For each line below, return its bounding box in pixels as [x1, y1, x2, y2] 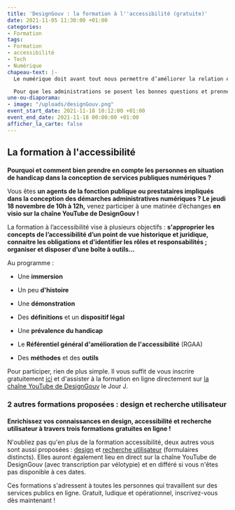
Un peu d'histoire [17, 286, 69, 295]
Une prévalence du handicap [17, 327, 104, 335]
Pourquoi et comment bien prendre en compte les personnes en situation [7, 166, 224, 175]
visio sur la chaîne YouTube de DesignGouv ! [7, 209, 139, 218]
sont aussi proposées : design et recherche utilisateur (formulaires [7, 445, 199, 453]
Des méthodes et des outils [17, 354, 99, 362]
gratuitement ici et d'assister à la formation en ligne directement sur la [7, 375, 209, 383]
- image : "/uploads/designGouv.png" [7, 101, 114, 108]
